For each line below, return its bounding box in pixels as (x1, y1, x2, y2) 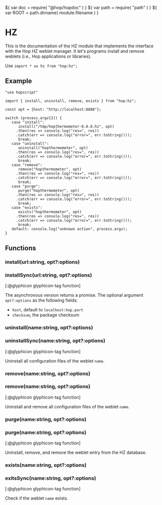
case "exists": (11, 205, 42, 210)
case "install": (11, 120, 45, 124)
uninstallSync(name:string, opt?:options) (5, 337, 106, 344)
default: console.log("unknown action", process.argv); (11, 226, 128, 231)
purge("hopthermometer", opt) (18, 188, 80, 193)
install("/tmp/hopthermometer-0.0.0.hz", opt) (18, 124, 115, 129)
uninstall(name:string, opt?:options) (5, 324, 93, 331)
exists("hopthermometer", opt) (18, 209, 82, 214)
